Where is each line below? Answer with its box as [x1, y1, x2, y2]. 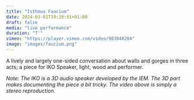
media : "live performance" [6, 25, 72, 31]
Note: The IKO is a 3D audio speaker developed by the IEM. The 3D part [6, 74, 181, 82]
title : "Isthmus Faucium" [6, 8, 69, 15]
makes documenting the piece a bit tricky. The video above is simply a [6, 81, 177, 88]
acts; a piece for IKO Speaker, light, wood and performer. [6, 63, 144, 70]
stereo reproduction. [6, 87, 56, 94]
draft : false [6, 19, 38, 25]
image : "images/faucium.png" [6, 42, 77, 47]
